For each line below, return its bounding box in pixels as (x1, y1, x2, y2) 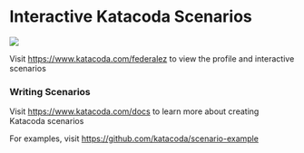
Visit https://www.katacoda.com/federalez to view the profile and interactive (9, 53, 295, 64)
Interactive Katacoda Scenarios (9, 6, 252, 27)
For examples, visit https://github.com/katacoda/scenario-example (9, 133, 259, 144)
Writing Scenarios (9, 85, 91, 98)
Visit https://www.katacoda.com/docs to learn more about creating (9, 106, 260, 117)
